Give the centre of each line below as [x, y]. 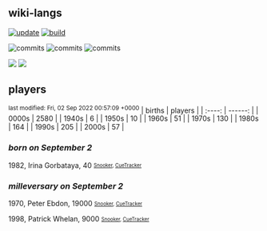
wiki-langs [35, 13]
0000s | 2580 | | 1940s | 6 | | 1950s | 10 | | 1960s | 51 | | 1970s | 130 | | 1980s [133, 118]
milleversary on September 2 [66, 185]
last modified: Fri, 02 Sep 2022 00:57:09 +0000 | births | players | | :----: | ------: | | [133, 110]
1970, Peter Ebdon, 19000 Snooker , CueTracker [75, 203]
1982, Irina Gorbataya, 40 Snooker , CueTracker [75, 165]
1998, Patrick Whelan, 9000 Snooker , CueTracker [79, 218]
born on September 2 [50, 148]
